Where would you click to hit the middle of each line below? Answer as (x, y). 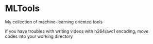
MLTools (22, 8)
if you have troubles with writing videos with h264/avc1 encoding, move (77, 31)
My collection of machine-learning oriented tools (54, 22)
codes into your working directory (39, 36)
